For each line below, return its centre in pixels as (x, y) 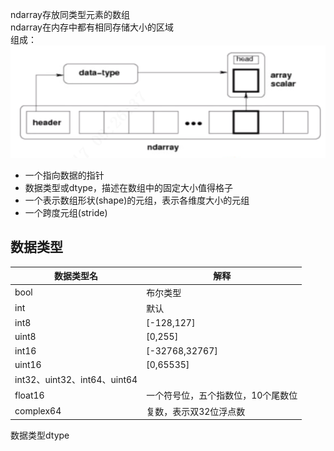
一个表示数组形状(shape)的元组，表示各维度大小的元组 (137, 200)
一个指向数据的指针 (64, 175)
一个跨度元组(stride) (66, 213)
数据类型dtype (40, 435)
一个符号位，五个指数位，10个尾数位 (222, 395)
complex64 (38, 411)
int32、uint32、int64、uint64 (76, 380)
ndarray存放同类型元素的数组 (70, 14)
